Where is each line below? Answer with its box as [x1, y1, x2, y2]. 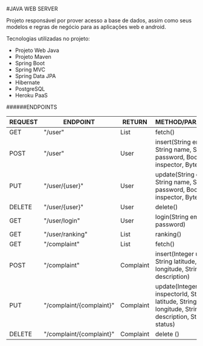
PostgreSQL [14, 85, 45, 93]
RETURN [122, 118, 147, 126]
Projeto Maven [14, 53, 51, 60]
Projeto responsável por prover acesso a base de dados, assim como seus [6, 17, 192, 24]
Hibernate [14, 79, 40, 86]
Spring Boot [14, 60, 45, 67]
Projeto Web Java [14, 47, 59, 54]
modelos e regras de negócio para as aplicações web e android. [6, 24, 166, 30]
